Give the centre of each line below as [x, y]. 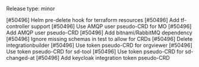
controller [18, 26]
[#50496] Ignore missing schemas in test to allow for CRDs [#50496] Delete [99, 39]
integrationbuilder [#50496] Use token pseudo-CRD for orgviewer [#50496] [99, 45]
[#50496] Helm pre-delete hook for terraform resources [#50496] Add [93, 20]
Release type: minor [31, 9]
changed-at [20, 58]
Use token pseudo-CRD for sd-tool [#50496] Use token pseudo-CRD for [95, 52]
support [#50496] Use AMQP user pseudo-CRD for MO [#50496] [111, 26]
